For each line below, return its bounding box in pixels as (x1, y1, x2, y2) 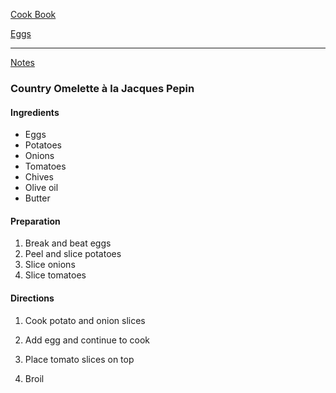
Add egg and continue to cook (24, 334, 150, 346)
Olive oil (24, 182, 59, 194)
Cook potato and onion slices (24, 314, 146, 326)
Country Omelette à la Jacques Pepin (10, 81, 195, 95)
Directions (10, 292, 55, 304)
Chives (24, 171, 54, 183)
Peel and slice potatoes (24, 248, 122, 260)
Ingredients (10, 106, 60, 118)
